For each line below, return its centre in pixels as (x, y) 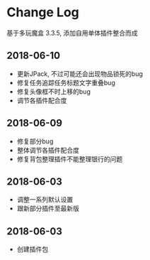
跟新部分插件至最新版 (48, 208)
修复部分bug (35, 141)
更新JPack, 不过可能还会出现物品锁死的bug (80, 74)
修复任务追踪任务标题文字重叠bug (66, 82)
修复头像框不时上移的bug (54, 91)
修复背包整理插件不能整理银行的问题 (70, 159)
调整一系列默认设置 (45, 200)
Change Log (43, 12)
